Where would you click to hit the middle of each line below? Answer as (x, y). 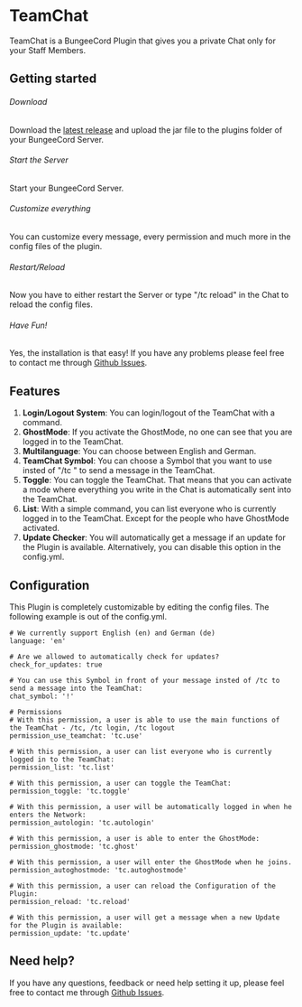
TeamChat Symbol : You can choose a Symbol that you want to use (147, 461)
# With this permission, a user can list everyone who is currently (141, 751)
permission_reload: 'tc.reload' (70, 901)
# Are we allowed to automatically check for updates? (114, 657)
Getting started (53, 79)
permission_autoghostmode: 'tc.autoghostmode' (98, 870)
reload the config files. (51, 304)
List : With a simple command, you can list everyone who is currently (149, 509)
